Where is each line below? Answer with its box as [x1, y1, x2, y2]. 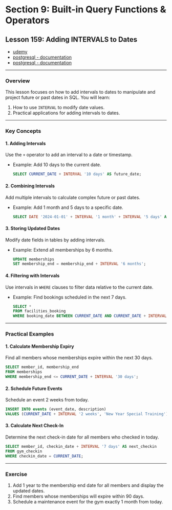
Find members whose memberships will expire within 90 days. [12, 493, 144, 499]
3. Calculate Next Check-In [5, 423, 64, 429]
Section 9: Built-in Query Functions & [5, 4, 166, 15]
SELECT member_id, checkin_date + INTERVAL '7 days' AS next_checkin [5, 444, 157, 449]
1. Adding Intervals [5, 140, 46, 146]
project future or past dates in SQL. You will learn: [5, 94, 111, 101]
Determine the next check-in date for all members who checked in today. [5, 434, 159, 441]
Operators [5, 14, 50, 26]
